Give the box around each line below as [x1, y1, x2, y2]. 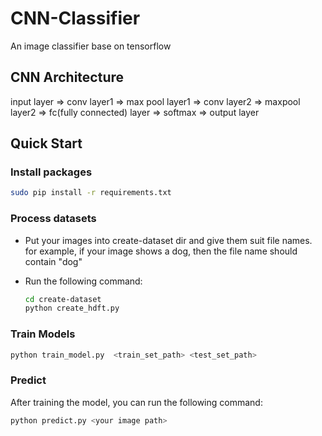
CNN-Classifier [10, 7, 141, 30]
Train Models [10, 327, 76, 341]
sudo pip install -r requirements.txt [10, 188, 172, 198]
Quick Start [10, 135, 83, 152]
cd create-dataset [24, 294, 102, 304]
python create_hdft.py [24, 303, 120, 314]
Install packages [10, 165, 93, 179]
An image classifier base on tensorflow [10, 40, 172, 52]
